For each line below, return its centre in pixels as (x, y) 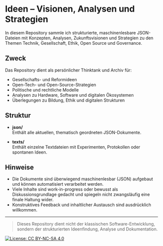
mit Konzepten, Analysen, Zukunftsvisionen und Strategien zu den (88, 38)
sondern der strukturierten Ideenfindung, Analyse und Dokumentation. (87, 229)
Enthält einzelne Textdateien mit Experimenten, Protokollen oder (76, 147)
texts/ (18, 141)
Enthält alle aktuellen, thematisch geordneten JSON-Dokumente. (77, 132)
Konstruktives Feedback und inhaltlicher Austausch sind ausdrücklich (81, 205)
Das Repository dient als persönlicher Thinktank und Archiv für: (68, 70)
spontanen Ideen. (30, 152)
